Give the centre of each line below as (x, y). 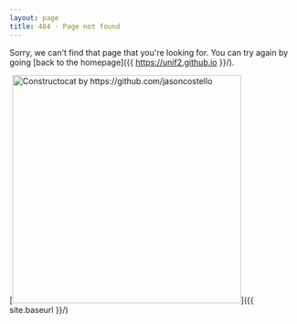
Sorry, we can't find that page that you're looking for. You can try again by (149, 52)
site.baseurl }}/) (39, 309)
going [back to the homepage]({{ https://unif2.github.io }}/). (122, 62)
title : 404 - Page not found (65, 26)
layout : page (34, 18)
